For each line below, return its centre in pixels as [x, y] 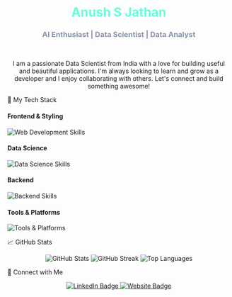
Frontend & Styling [35, 116]
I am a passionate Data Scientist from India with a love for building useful [119, 64]
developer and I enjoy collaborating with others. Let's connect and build [119, 79]
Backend [21, 180]
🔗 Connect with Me [35, 272]
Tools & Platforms [34, 212]
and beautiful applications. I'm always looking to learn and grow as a [119, 71]
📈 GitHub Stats [30, 242]
